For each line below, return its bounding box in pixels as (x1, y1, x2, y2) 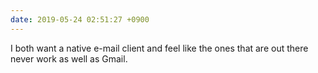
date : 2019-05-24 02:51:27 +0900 (10, 14, 150, 25)
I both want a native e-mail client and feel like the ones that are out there (10, 42, 309, 54)
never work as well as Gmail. (10, 52, 128, 65)
